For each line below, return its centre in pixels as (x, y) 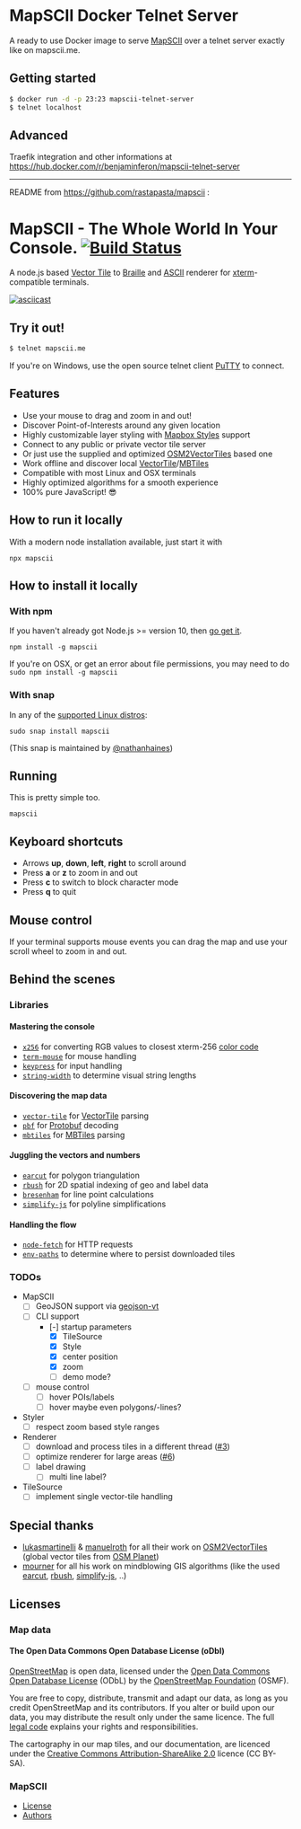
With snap (32, 695)
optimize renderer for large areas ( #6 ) (105, 1457)
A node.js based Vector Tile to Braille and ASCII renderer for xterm (132, 273)
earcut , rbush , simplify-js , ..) (74, 1576)
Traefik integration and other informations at (91, 157)
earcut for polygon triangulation (81, 1175)
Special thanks (52, 1525)
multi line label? (78, 1477)
